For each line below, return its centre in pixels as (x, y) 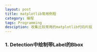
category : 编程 (20, 18)
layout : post (18, 9)
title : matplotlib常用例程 (31, 14)
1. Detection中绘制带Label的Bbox (44, 45)
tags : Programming (23, 23)
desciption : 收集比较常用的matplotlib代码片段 (49, 27)
